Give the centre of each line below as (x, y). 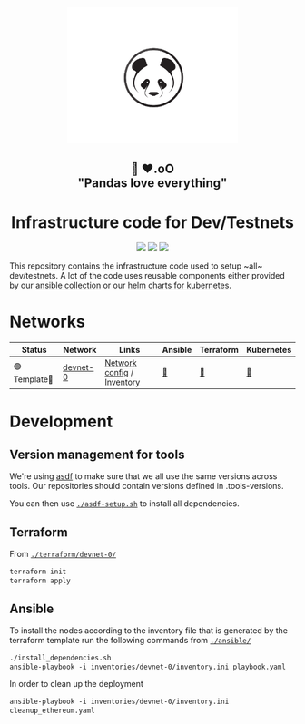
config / (119, 372)
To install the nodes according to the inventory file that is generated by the (149, 631)
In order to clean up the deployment (76, 684)
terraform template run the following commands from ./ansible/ (130, 641)
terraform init (38, 572)
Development (61, 421)
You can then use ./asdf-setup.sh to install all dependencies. (124, 504)
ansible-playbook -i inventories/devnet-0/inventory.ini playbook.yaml (148, 667)
